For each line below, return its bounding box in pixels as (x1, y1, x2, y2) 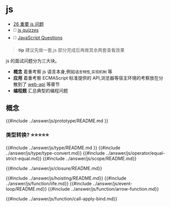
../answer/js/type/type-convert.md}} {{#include (6, 150, 105, 156)
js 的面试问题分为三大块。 (6, 57, 60, 64)
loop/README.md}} (6, 186, 47, 192)
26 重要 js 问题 (13, 21, 44, 27)
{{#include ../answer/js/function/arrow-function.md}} (48, 186, 159, 192)
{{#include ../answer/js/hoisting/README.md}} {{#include (6, 175, 126, 181)
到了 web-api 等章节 (17, 81, 60, 87)
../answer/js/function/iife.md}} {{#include (6, 181, 92, 187)
